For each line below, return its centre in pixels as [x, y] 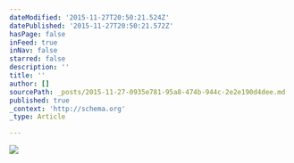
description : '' [39, 68]
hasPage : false [38, 34]
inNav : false [34, 51]
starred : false [38, 59]
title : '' [28, 76]
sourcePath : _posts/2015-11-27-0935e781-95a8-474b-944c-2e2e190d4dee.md [147, 92]
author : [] [29, 84]
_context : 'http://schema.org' [67, 109]
